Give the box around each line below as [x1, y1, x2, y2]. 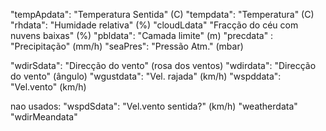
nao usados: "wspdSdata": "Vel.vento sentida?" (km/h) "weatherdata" [10, 100, 298, 112]
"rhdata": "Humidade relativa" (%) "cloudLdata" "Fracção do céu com [10, 19, 299, 31]
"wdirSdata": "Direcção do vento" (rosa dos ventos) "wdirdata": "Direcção [10, 60, 317, 71]
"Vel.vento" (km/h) [10, 81, 87, 93]
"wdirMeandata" [10, 111, 78, 123]
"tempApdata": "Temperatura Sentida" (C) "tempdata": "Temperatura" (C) [10, 9, 315, 20]
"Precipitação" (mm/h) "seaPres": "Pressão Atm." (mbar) [10, 40, 244, 52]
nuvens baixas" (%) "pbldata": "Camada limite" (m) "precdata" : [10, 30, 274, 41]
